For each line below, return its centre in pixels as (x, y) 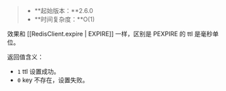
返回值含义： (25, 57)
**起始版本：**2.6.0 (64, 11)
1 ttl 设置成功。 (38, 71)
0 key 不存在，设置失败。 (53, 80)
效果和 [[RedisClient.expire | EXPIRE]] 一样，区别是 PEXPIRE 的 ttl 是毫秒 (110, 34)
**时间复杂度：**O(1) (65, 19)
